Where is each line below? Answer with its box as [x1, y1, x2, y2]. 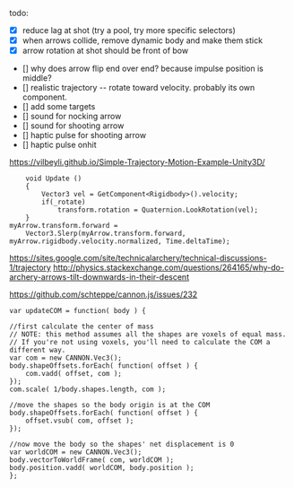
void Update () [25, 174, 82, 183]
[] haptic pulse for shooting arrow [22, 130, 146, 141]
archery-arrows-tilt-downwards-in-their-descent [9, 272, 190, 283]
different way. [9, 345, 66, 355]
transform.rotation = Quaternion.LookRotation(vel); [56, 205, 258, 214]
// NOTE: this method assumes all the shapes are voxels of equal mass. [9, 330, 287, 339]
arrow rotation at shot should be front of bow [22, 45, 189, 57]
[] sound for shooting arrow [22, 120, 125, 131]
